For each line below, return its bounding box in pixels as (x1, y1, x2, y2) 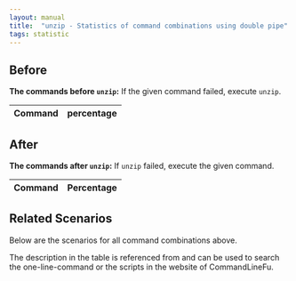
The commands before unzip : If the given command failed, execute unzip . (9, 86, 282, 97)
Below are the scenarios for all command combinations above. (9, 235, 237, 245)
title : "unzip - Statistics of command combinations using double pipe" (9, 21, 289, 30)
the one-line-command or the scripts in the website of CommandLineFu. (9, 261, 274, 272)
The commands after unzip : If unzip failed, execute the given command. (9, 161, 275, 171)
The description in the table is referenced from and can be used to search (9, 252, 280, 262)
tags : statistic (9, 29, 69, 38)
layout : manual (9, 12, 66, 22)
